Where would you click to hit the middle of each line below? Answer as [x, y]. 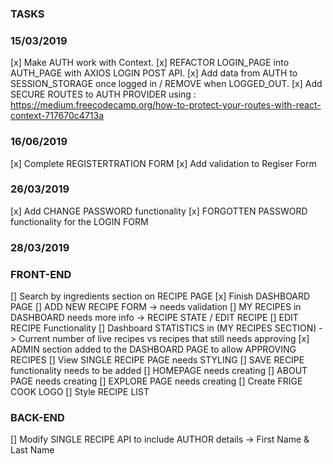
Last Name [32, 450]
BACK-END [37, 417]
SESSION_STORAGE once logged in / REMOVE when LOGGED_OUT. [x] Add [166, 84]
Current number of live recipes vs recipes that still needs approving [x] [164, 339]
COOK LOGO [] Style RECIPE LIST [80, 392]
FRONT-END [41, 274]
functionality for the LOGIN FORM [79, 221]
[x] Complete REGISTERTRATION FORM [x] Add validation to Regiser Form [163, 163]
